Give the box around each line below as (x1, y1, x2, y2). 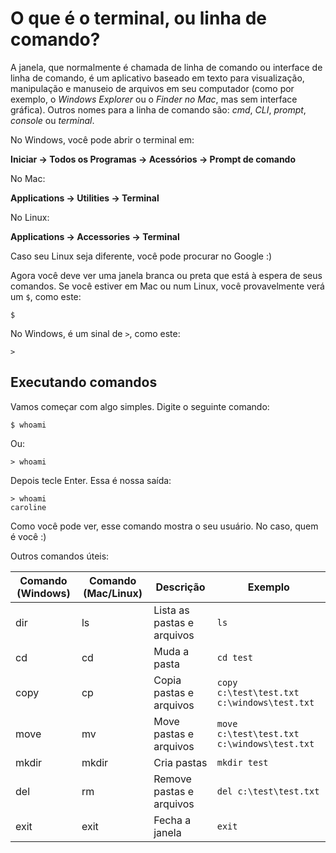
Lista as (153, 603, 190, 617)
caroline (10, 502, 47, 512)
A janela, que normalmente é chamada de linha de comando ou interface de (10, 61, 323, 73)
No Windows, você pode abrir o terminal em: (10, 133, 195, 146)
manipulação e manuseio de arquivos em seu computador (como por (10, 82, 295, 94)
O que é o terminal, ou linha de (10, 7, 268, 30)
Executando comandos (10, 374, 158, 391)
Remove (153, 772, 192, 786)
